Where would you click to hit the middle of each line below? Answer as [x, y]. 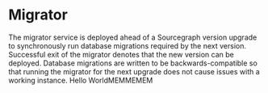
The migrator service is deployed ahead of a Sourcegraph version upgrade [133, 37]
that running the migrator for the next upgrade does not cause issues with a [134, 71]
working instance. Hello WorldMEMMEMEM [81, 80]
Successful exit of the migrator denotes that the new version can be [121, 54]
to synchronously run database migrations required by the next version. [127, 45]
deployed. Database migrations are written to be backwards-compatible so [133, 63]
